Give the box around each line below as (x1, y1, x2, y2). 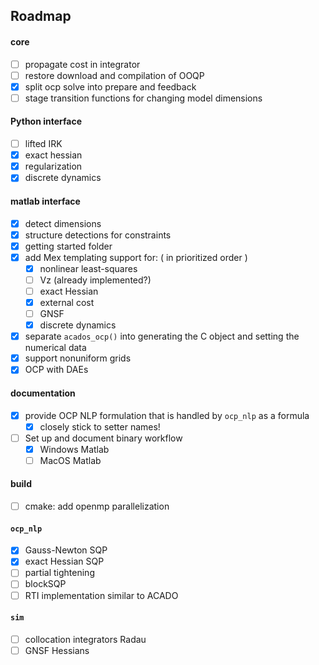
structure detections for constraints (24, 229, 172, 241)
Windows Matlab (39, 443, 110, 455)
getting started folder (24, 240, 113, 252)
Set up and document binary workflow (24, 432, 183, 444)
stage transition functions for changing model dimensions (24, 92, 263, 104)
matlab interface (10, 195, 81, 207)
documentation (10, 387, 76, 399)
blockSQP (24, 578, 67, 590)
